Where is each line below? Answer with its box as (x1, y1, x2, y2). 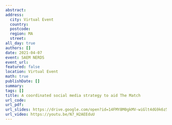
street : (10, 36, 27, 41)
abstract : (5, 7, 27, 13)
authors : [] (5, 45, 31, 51)
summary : (5, 83, 24, 88)
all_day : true (5, 41, 36, 46)
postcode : (10, 27, 31, 32)
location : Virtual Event (5, 69, 58, 74)
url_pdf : (5, 103, 24, 108)
